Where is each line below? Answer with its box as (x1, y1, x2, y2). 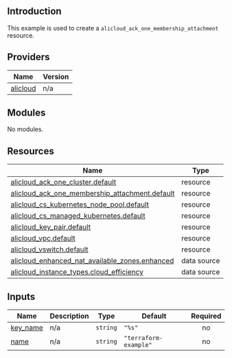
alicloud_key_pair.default (10, 223, 91, 232)
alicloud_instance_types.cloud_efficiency (10, 267, 144, 277)
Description (49, 311, 90, 321)
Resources (7, 145, 55, 157)
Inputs (7, 290, 36, 303)
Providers (7, 51, 50, 63)
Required (191, 311, 222, 321)
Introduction (7, 6, 62, 17)
